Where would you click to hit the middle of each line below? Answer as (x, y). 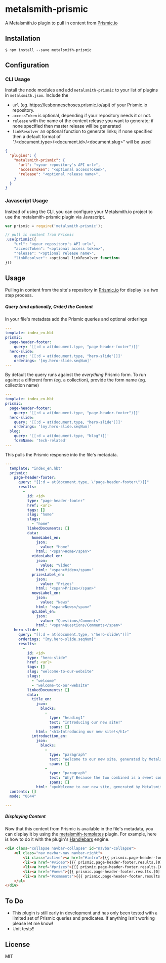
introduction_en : (49, 736)
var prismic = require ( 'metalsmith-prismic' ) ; (54, 226)
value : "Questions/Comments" (70, 621)
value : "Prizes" (57, 584)
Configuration (27, 65)
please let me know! (33, 924)
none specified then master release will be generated (66, 126)
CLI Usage (18, 79)
